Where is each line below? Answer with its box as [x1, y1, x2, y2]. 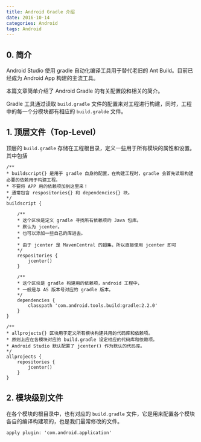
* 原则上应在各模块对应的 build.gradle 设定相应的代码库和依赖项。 [6, 337, 158, 343]
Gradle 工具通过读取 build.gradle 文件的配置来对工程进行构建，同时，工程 [6, 101, 192, 108]
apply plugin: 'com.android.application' [6, 429, 112, 436]
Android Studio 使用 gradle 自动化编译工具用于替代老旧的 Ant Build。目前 [6, 67, 188, 74]
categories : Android [6, 20, 59, 26]
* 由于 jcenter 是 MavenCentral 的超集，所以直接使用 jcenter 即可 [17, 242, 177, 248]
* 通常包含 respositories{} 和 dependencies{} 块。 [6, 190, 133, 196]
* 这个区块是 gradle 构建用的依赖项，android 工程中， [17, 280, 142, 286]
